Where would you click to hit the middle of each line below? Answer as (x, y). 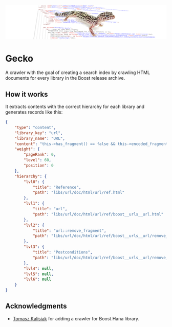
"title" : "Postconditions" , (63, 252)
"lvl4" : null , (39, 268)
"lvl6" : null (38, 279)
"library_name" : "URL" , (40, 138)
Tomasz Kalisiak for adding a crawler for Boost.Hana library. (76, 318)
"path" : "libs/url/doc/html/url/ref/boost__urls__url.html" (98, 214)
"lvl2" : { (34, 225)
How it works (27, 94)
